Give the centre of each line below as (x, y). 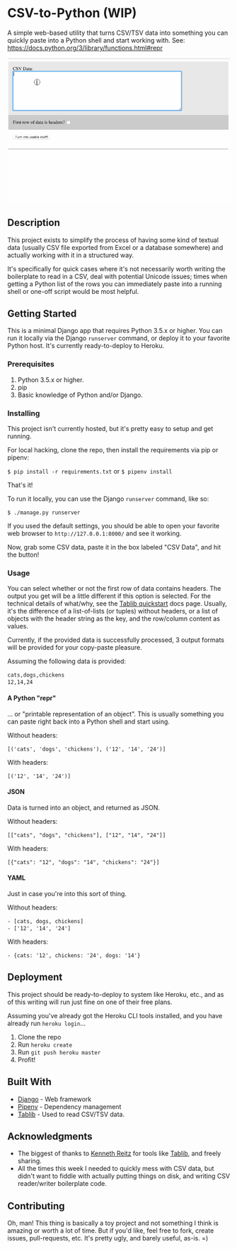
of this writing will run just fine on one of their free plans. (90, 1002)
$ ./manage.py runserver (44, 513)
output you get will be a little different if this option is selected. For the (109, 596)
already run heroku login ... (47, 1023)
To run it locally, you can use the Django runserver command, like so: (108, 499)
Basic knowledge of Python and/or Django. (80, 395)
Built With (29, 1082)
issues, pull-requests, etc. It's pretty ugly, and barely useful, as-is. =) (108, 1238)
